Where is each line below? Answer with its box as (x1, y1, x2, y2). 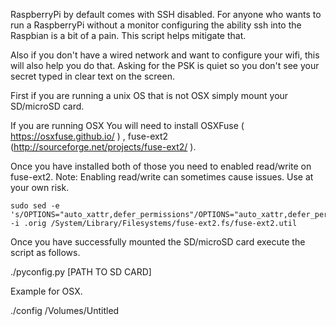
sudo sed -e (10, 201, 60, 211)
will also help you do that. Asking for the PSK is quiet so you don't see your (10, 60, 320, 71)
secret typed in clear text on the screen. (10, 70, 175, 82)
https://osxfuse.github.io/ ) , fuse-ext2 (10, 130, 169, 142)
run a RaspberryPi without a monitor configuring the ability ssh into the (10, 19, 302, 31)
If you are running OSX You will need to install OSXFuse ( (10, 120, 245, 131)
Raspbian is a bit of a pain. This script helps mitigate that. (10, 30, 247, 41)
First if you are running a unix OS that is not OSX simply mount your (10, 90, 289, 101)
